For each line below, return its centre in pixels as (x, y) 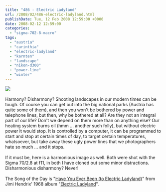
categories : (17, 28)
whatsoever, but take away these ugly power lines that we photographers (81, 141)
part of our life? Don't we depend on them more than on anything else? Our (82, 120)
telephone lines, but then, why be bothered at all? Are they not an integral (81, 115)
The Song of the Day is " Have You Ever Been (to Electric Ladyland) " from (80, 179)
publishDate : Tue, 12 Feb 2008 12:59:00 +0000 (54, 19)
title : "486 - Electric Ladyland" (41, 10)
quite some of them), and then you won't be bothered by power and (75, 110)
